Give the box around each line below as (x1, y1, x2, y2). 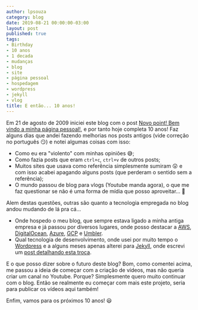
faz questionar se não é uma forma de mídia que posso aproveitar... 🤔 (14, 187, 186, 195)
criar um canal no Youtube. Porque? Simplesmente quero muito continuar (6, 273, 186, 280)
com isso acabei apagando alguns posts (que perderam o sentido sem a (14, 168, 192, 176)
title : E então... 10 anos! (6, 102, 76, 109)
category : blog (6, 14, 44, 20)
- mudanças (6, 58, 33, 64)
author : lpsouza (6, 8, 46, 15)
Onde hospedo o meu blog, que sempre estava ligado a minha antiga (14, 217, 184, 224)
